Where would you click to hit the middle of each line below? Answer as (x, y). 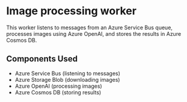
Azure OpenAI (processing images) (58, 86)
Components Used (42, 59)
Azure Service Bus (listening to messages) (67, 73)
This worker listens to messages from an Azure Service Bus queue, (90, 27)
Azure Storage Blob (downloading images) (67, 79)
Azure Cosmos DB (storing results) (58, 92)
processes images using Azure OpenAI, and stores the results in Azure (94, 33)
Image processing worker (72, 11)
